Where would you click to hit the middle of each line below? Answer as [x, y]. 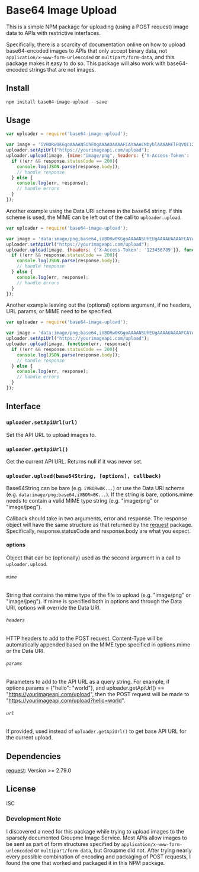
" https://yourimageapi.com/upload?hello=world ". [66, 701]
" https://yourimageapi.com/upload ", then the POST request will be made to [98, 694]
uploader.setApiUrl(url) [42, 423]
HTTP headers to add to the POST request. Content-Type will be [84, 638]
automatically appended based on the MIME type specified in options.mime [98, 644]
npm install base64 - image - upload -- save [57, 102]
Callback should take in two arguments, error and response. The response [97, 519]
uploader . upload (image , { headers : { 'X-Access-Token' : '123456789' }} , [94, 250]
